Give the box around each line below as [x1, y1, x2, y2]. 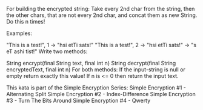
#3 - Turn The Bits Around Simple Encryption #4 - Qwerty [6, 97, 151, 104]
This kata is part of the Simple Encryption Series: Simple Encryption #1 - [6, 84, 186, 91]
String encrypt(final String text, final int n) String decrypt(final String [6, 60, 176, 66]
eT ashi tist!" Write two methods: [6, 48, 88, 55]
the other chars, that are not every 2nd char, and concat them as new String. [6, 11, 198, 19]
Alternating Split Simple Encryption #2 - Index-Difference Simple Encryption [6, 91, 196, 97]
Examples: [6, 30, 32, 37]
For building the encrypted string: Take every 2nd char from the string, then [6, 5, 195, 12]
